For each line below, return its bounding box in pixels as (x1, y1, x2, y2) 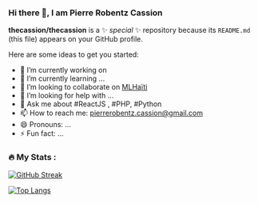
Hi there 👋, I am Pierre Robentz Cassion (8, 7, 163, 18)
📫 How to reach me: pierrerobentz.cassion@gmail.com (19, 108, 204, 118)
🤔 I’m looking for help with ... (19, 91, 114, 101)
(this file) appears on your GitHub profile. (8, 34, 144, 44)
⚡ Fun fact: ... (19, 129, 64, 138)
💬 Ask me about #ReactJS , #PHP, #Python (19, 99, 162, 109)
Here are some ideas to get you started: (8, 50, 140, 59)
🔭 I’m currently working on (19, 66, 107, 75)
